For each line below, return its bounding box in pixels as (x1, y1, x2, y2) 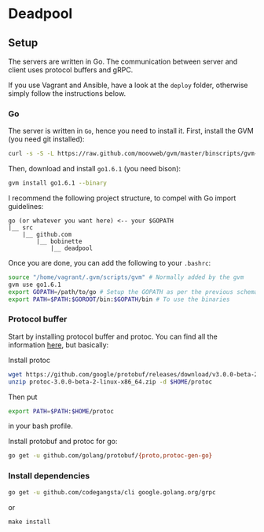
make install (8, 518, 51, 526)
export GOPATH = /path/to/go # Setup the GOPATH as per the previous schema (8, 288, 258, 295)
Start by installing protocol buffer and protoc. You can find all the (8, 332, 218, 341)
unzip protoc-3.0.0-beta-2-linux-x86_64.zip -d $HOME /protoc (8, 378, 213, 386)
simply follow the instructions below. (8, 89, 126, 98)
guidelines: (8, 202, 44, 211)
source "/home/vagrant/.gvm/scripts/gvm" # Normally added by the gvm (8, 273, 244, 281)
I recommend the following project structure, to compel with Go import (8, 193, 236, 203)
